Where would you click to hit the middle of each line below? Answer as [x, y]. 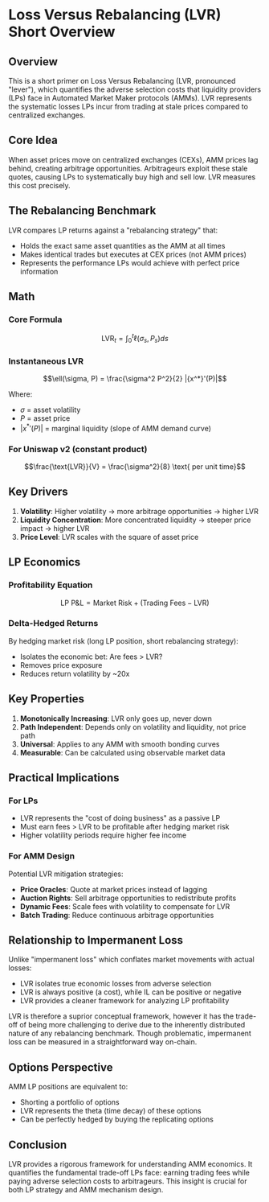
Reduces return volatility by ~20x [75, 673]
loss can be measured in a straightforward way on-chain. [103, 1042]
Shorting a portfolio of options [69, 1102]
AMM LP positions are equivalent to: [68, 1087]
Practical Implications [64, 778]
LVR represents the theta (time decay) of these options [111, 1111]
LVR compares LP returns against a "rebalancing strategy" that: [113, 230]
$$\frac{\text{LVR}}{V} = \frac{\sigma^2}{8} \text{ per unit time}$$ [135, 467]
